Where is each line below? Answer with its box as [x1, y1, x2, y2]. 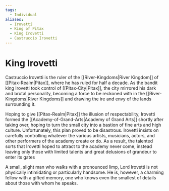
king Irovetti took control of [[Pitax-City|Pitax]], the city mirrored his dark [5, 85, 156, 91]
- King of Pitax [10, 26, 44, 31]
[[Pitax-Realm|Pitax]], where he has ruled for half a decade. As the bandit [5, 80, 158, 86]
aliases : [5, 17, 24, 22]
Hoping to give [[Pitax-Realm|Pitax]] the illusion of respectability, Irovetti [5, 111, 155, 117]
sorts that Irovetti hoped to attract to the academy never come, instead [5, 143, 152, 149]
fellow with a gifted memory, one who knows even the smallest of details [5, 174, 156, 180]
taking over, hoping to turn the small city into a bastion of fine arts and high [5, 122, 161, 128]
